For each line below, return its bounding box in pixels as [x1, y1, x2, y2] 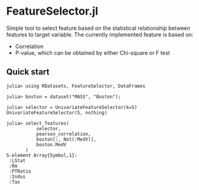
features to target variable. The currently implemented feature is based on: [6, 30, 194, 38]
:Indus [9, 174, 26, 180]
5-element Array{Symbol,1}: [6, 152, 78, 158]
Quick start [6, 67, 50, 77]
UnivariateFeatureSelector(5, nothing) [6, 110, 108, 116]
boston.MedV [36, 141, 67, 147]
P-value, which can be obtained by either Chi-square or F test [15, 49, 170, 56]
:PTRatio [9, 168, 32, 174]
